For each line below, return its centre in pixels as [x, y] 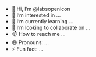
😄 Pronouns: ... [30, 42]
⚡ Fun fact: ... [27, 49]
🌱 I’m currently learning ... [42, 21]
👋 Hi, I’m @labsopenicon [41, 9]
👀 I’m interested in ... [36, 15]
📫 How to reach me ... [38, 34]
